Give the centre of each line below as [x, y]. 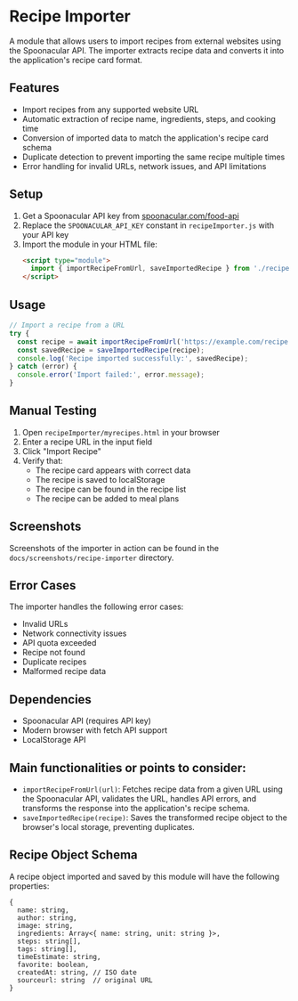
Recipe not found [54, 653]
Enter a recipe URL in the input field [87, 442]
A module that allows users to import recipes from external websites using [145, 41]
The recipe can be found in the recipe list [111, 489]
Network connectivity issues [74, 633]
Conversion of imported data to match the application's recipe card [145, 138]
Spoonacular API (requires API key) [86, 721]
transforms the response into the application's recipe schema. [136, 809]
